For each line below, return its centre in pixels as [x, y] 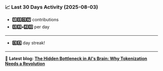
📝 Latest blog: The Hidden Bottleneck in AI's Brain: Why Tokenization [76, 58]
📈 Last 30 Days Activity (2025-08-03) [52, 7]
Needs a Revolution [25, 64]
